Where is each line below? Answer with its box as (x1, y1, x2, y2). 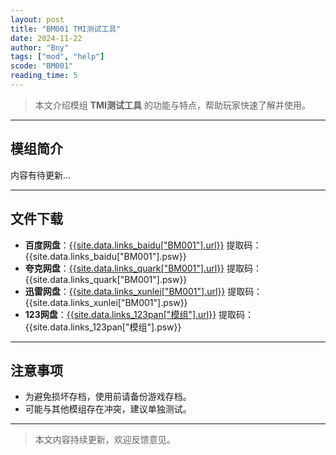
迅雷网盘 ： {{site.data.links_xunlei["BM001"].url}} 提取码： (24, 285, 263, 297)
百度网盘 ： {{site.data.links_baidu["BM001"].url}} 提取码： (24, 239, 262, 251)
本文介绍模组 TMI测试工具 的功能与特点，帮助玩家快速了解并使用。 (34, 99, 311, 111)
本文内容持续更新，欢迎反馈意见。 (34, 434, 176, 446)
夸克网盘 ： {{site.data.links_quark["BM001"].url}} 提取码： (24, 262, 263, 274)
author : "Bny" (10, 42, 70, 53)
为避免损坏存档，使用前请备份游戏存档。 (24, 391, 192, 403)
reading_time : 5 (10, 71, 78, 81)
